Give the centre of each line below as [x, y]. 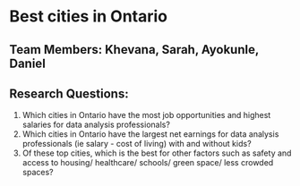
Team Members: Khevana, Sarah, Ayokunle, [134, 50]
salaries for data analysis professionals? [96, 125]
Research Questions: [69, 93]
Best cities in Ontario [89, 17]
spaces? [38, 173]
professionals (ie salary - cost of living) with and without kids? [137, 144]
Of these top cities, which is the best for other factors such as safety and [157, 153]
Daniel [28, 63]
